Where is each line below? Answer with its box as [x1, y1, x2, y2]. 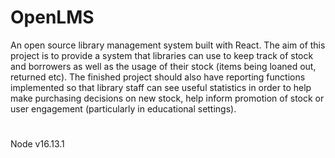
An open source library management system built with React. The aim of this [10, 39, 326, 51]
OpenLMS [10, 6, 95, 29]
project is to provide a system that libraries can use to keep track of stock [10, 49, 314, 61]
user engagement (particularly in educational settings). [10, 102, 237, 115]
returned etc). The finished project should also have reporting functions [10, 71, 306, 83]
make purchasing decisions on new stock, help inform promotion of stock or [10, 92, 325, 104]
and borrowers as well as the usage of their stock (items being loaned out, [10, 60, 317, 72]
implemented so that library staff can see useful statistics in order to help [10, 81, 312, 93]
